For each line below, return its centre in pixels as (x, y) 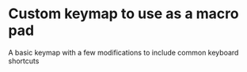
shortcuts (24, 61)
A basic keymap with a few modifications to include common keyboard (123, 52)
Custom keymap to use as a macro (123, 14)
